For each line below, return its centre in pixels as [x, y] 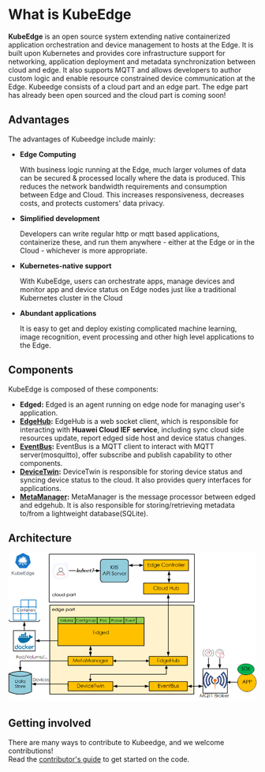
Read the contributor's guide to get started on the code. [99, 759]
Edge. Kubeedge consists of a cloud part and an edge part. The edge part [128, 86]
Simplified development [60, 218]
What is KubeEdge [70, 15]
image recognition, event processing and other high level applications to [137, 336]
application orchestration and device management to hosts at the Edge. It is [131, 44]
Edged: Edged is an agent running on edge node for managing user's [132, 404]
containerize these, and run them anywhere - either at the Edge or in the [137, 242]
